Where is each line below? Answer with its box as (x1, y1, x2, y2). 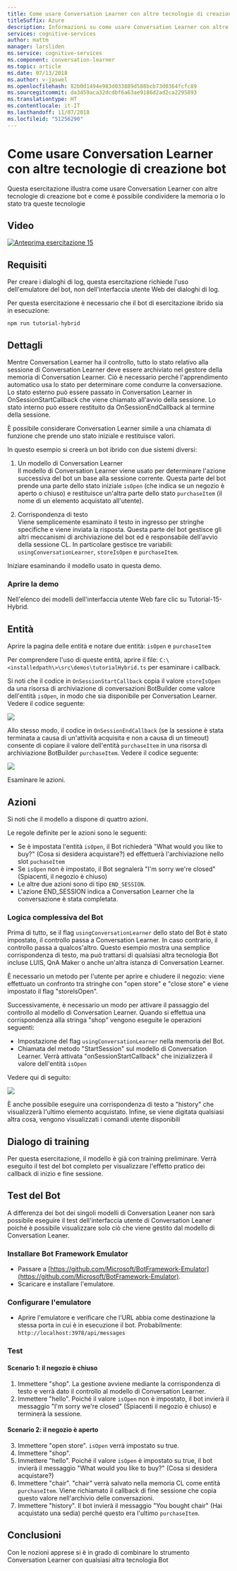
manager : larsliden (7, 43, 65, 50)
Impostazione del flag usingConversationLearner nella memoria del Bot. (17, 1037, 225, 1045)
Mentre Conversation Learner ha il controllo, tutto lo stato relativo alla (7, 358, 209, 366)
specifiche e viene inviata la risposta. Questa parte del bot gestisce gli (17, 526, 222, 533)
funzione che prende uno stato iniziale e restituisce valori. (7, 432, 176, 440)
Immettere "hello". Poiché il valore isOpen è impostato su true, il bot (17, 1456, 213, 1464)
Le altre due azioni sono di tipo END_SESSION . (17, 879, 146, 888)
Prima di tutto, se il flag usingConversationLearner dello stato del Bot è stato (7, 928, 228, 937)
